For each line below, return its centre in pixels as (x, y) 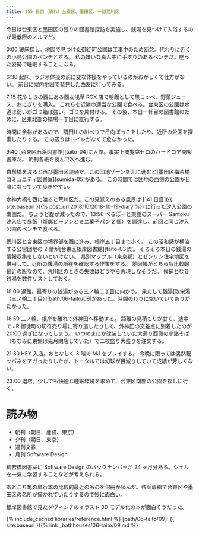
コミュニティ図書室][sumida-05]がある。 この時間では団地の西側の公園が (96, 179)
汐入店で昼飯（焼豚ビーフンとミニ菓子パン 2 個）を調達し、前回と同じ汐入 (98, 221)
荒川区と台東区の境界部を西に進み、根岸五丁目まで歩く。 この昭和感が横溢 (98, 241)
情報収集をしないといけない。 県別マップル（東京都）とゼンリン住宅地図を (98, 256)
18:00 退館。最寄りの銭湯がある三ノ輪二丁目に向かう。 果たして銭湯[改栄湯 (98, 291)
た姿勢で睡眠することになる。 (42, 64)
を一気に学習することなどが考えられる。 (56, 474)
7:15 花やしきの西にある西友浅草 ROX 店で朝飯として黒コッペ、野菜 (89, 97)
